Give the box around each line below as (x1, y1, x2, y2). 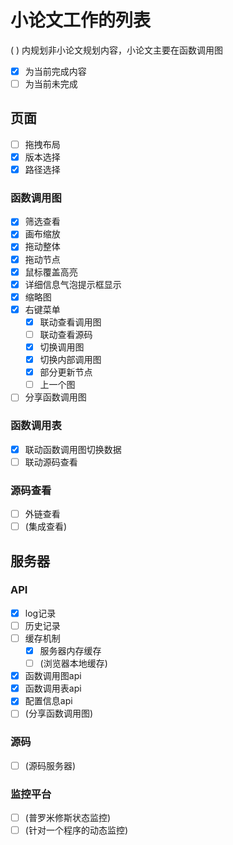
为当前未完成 (24, 78, 78, 90)
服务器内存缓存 (39, 645, 102, 657)
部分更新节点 (39, 366, 93, 378)
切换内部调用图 (39, 354, 102, 366)
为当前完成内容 (24, 65, 87, 77)
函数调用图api (24, 670, 82, 682)
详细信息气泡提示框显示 (24, 278, 122, 290)
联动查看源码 (39, 328, 93, 340)
